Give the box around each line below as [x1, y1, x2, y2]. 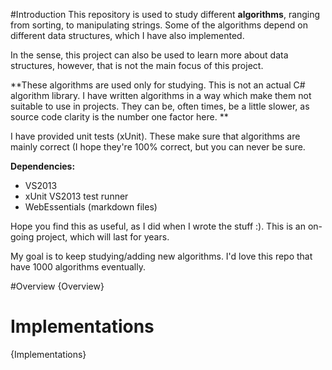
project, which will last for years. [36, 231, 170, 243]
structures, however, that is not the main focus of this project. [10, 60, 264, 71]
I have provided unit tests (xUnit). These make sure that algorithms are [10, 130, 301, 142]
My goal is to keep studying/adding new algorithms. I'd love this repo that [10, 250, 313, 262]
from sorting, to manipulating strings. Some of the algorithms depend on [10, 19, 308, 31]
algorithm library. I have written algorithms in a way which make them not [10, 90, 312, 101]
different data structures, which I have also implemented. [10, 30, 245, 41]
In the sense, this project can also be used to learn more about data [10, 49, 289, 61]
